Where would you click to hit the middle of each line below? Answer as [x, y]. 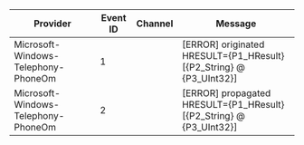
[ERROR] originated [223, 44]
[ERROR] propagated [227, 93]
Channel [155, 24]
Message [236, 24]
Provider [52, 24]
